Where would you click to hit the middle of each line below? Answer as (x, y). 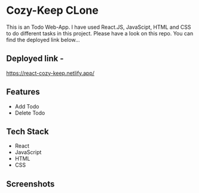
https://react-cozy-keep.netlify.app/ (50, 73)
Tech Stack (27, 132)
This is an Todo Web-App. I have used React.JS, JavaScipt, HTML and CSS (99, 27)
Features (23, 92)
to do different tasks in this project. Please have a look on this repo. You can (100, 33)
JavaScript (28, 152)
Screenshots (30, 184)
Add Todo (27, 106)
